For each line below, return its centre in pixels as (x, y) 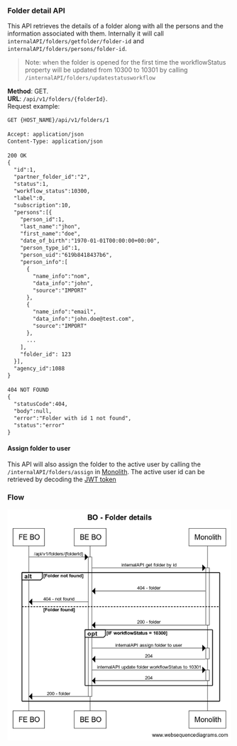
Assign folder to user (39, 448)
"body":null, (33, 411)
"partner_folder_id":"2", (52, 177)
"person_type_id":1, (50, 248)
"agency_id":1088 (39, 369)
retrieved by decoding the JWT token (62, 479)
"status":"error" (39, 426)
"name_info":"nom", (62, 276)
